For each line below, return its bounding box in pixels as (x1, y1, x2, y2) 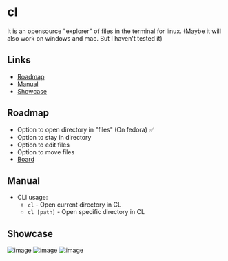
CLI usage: (17, 194, 48, 202)
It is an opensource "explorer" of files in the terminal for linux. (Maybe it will (7, 27, 222, 35)
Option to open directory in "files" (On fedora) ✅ (17, 125, 155, 134)
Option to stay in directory (17, 133, 92, 141)
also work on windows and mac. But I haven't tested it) (7, 34, 163, 42)
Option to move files (17, 147, 75, 156)
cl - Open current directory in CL (27, 200, 122, 209)
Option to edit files (17, 140, 70, 149)
